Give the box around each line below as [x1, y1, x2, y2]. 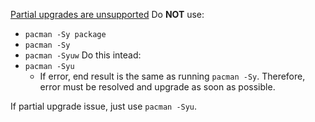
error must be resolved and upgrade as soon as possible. [39, 81, 276, 93]
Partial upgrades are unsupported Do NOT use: [10, 9, 205, 20]
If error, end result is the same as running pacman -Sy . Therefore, [39, 70, 306, 82]
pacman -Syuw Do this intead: [24, 49, 142, 61]
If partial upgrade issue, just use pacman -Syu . [10, 100, 198, 112]
